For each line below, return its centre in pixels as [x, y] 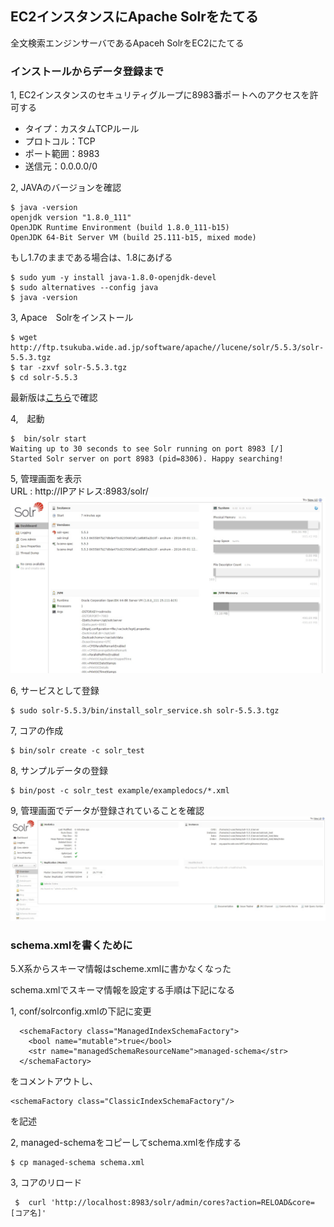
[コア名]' [28, 1213]
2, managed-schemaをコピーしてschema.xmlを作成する [126, 1143]
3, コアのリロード [46, 1183]
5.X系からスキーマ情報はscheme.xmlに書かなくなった [121, 969]
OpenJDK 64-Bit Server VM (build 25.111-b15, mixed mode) [133, 238]
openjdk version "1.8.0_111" [71, 218]
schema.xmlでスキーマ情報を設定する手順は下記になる [123, 990]
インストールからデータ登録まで [87, 71]
